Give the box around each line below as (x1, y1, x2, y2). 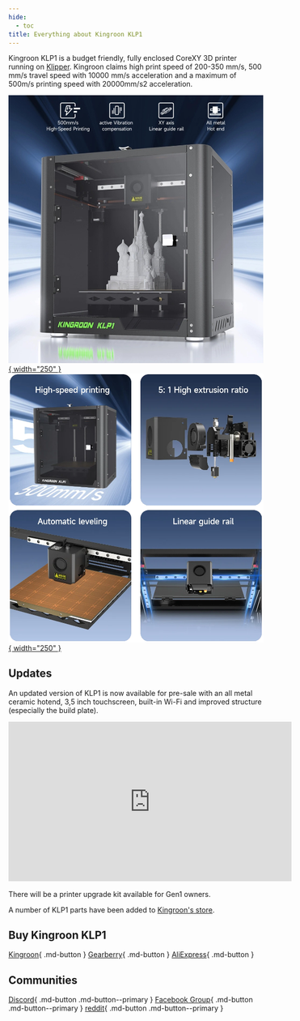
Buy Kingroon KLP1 (8, 929, 107, 942)
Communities (8, 973, 78, 987)
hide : (8, 13, 27, 21)
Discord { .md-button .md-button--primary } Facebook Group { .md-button (8, 995, 253, 1005)
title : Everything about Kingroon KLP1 (8, 30, 143, 38)
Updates (8, 667, 53, 681)
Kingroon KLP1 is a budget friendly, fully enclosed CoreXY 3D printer (8, 53, 237, 63)
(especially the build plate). (8, 705, 99, 715)
